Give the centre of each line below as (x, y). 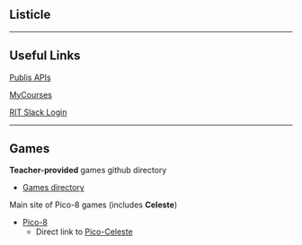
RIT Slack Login (38, 112)
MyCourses (31, 94)
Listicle (30, 15)
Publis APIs (30, 77)
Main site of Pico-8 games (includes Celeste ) (93, 205)
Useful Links (45, 56)
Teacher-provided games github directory (88, 171)
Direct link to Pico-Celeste (84, 232)
